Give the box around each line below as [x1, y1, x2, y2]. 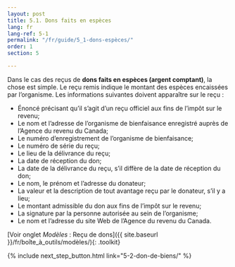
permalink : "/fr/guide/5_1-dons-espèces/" [7, 37, 134, 44]
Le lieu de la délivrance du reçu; [17, 149, 111, 158]
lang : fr [7, 23, 33, 30]
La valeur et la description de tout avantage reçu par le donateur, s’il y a [17, 186, 226, 195]
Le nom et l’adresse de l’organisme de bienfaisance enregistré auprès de [17, 119, 229, 127]
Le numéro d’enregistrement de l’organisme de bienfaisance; [17, 133, 193, 142]
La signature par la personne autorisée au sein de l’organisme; [17, 209, 198, 218]
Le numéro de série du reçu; [17, 141, 100, 150]
